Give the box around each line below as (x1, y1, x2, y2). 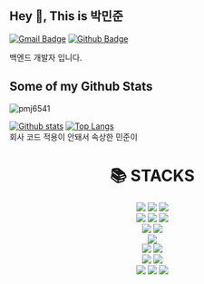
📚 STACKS (110, 165, 195, 186)
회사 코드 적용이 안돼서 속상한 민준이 (9, 131, 138, 142)
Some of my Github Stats (9, 79, 153, 94)
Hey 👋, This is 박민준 (9, 8, 124, 24)
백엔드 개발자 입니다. (9, 52, 83, 63)
